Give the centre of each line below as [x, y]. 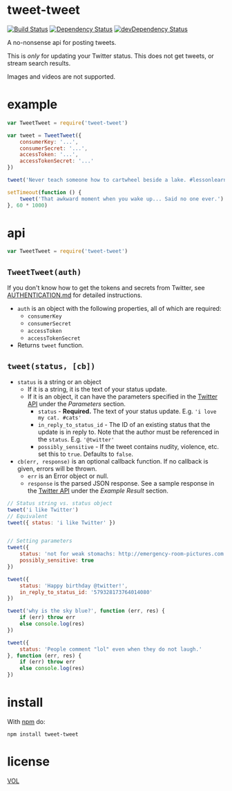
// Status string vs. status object [60, 503]
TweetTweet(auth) [44, 272]
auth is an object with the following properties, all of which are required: [119, 309]
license [29, 762]
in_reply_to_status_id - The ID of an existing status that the [124, 424]
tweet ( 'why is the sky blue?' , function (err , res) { [86, 611]
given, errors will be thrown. [57, 468]
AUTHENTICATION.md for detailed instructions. [75, 295]
